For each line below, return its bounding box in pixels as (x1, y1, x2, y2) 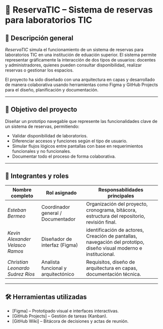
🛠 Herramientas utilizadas (5, 293, 87, 301)
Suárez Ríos (7, 270, 35, 277)
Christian (7, 258, 29, 265)
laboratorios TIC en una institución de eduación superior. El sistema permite (5, 52, 157, 58)
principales (107, 192, 134, 199)
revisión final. (86, 219, 117, 225)
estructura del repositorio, (86, 212, 146, 219)
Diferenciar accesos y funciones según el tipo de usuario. (12, 138, 128, 144)
